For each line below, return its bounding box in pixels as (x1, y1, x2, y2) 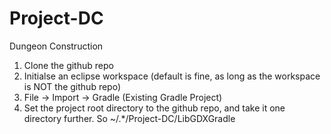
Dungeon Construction (9, 40, 104, 52)
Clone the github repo (23, 59, 114, 71)
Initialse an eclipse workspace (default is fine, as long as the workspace (23, 70, 321, 82)
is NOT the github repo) (23, 80, 122, 92)
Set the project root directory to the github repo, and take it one (23, 102, 286, 114)
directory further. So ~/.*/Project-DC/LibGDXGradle (23, 112, 236, 124)
